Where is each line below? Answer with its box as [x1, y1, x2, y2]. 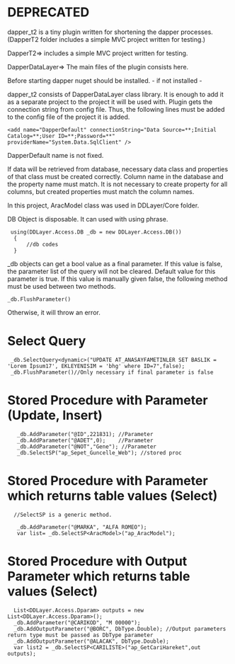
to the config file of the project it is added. [7, 113, 130, 121]
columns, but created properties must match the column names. [7, 187, 195, 195]
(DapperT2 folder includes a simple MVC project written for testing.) [7, 35, 206, 43]
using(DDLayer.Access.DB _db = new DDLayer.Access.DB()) [10, 228, 182, 236]
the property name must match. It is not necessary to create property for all [7, 180, 228, 188]
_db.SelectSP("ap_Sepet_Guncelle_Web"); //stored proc [16, 449, 182, 457]
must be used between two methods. [7, 282, 116, 290]
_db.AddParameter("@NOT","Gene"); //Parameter [16, 443, 157, 450]
